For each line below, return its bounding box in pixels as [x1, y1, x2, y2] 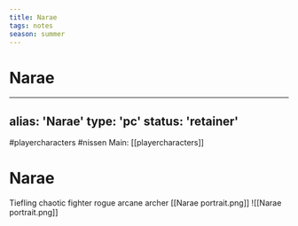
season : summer [9, 29, 66, 38]
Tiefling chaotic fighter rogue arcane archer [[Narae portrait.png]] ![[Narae [9, 198, 282, 208]
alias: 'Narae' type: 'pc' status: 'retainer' [9, 113, 239, 129]
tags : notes [9, 21, 53, 30]
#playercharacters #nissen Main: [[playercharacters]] [9, 137, 204, 148]
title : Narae [9, 12, 58, 22]
